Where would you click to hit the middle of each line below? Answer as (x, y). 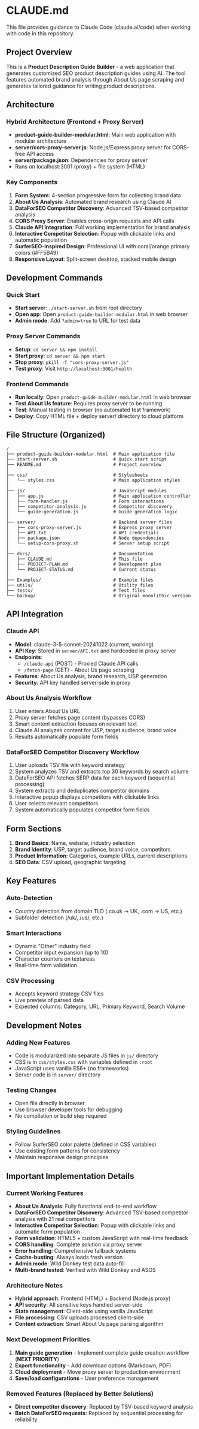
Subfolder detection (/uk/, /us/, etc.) (59, 917)
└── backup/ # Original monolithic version (99, 595)
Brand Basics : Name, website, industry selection (75, 843)
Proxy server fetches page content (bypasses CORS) (80, 717)
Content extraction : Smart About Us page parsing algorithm (89, 1324)
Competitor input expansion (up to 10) (62, 952)
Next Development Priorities (48, 1340)
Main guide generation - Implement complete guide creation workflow (102, 1352)
